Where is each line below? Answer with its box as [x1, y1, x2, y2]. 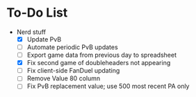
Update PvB [26, 35, 62, 43]
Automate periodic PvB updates [26, 43, 119, 51]
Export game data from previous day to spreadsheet [26, 51, 177, 60]
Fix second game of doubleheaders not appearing [26, 59, 171, 67]
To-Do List [6, 5, 68, 21]
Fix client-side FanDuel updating [26, 67, 120, 75]
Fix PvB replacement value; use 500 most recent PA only [26, 82, 190, 91]
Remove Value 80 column [26, 74, 101, 82]
